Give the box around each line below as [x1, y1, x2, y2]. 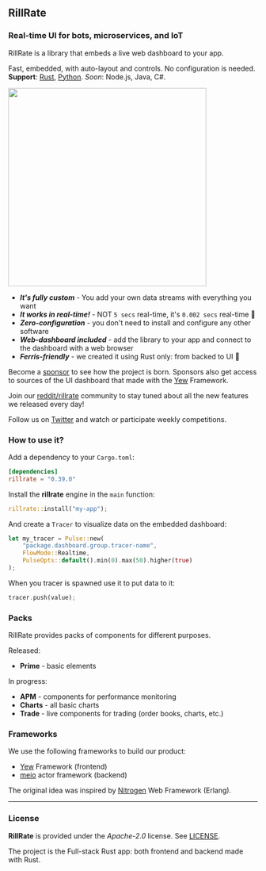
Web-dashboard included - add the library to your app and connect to [19, 335, 252, 344]
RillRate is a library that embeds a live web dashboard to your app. [8, 48, 224, 58]
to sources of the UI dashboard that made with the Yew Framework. [8, 375, 229, 385]
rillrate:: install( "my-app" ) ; [8, 505, 108, 512]
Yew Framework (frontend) [19, 762, 108, 772]
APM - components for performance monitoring [19, 692, 177, 701]
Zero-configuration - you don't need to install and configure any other [19, 317, 252, 328]
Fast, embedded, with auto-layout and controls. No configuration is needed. [8, 63, 256, 73]
